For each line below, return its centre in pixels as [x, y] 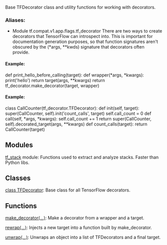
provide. [21, 52]
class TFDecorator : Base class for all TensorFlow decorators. [68, 190]
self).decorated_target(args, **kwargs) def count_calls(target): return [76, 124]
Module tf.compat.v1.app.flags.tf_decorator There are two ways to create [87, 31]
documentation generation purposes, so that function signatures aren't [85, 41]
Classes [18, 178]
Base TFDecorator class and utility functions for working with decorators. [81, 7]
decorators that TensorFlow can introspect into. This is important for [83, 36]
